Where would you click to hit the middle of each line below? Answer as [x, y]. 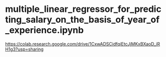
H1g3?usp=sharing [24, 49]
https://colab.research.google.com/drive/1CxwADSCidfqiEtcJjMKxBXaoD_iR [83, 44]
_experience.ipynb [44, 30]
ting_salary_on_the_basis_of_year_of [83, 20]
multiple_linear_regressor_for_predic [83, 9]
